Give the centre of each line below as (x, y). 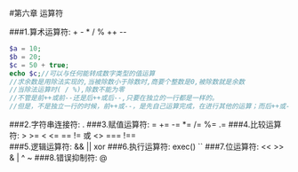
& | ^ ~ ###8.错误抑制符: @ (58, 157)
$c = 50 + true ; (39, 65)
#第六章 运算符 (36, 13)
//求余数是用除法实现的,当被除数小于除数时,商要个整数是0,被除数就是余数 (127, 82)
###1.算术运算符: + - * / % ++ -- (68, 32)
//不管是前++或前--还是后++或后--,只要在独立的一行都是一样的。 (114, 98)
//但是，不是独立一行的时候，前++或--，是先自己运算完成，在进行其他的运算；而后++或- (150, 106)
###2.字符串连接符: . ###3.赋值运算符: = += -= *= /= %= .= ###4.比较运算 (145, 124)
